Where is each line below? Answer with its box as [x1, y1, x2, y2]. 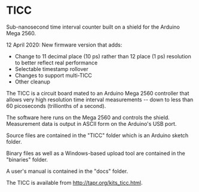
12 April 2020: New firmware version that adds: [6, 41, 123, 48]
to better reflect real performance [14, 59, 98, 66]
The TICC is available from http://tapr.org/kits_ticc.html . [6, 179, 143, 186]
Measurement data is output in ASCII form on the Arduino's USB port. [6, 120, 177, 127]
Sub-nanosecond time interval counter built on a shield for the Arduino [6, 23, 180, 30]
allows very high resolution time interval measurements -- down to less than [6, 96, 194, 103]
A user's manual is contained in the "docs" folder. [6, 168, 128, 175]
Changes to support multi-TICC [14, 72, 93, 79]
